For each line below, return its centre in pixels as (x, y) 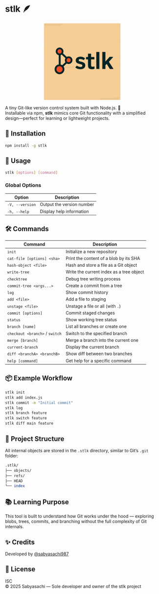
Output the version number (67, 205)
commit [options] (25, 313)
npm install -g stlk (26, 145)
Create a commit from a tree (94, 285)
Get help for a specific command (99, 361)
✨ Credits (20, 542)
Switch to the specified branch (96, 333)
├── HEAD (14, 481)
